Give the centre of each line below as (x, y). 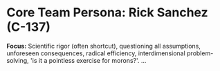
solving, (18, 60)
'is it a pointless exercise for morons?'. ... (88, 60)
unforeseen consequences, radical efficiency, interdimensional (96, 53)
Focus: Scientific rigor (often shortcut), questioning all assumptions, (104, 46)
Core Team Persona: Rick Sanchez (107, 13)
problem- (200, 53)
